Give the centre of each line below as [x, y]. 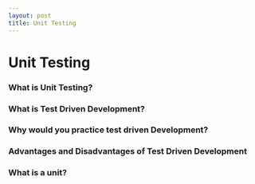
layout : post [30, 16]
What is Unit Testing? [51, 87]
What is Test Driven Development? [77, 108]
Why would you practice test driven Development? [108, 130]
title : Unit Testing [43, 23]
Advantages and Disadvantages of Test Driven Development [127, 151]
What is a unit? [38, 173]
